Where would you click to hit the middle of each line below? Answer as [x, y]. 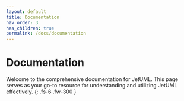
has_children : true [30, 28]
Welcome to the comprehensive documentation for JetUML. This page [92, 79]
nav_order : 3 [22, 22]
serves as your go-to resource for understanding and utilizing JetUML [92, 86]
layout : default [26, 12]
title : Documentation [33, 17]
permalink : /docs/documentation [46, 34]
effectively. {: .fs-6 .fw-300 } [41, 92]
